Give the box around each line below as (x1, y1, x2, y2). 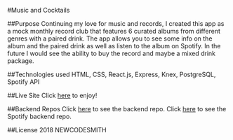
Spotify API (7, 78, 40, 86)
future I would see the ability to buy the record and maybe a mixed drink (7, 49, 216, 57)
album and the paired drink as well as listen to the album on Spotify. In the (7, 42, 221, 50)
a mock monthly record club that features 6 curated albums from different (7, 27, 221, 35)
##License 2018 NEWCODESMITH (7, 126, 107, 134)
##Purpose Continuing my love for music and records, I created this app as (7, 20, 225, 27)
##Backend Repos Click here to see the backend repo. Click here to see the (7, 105, 227, 113)
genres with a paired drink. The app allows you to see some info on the (7, 34, 213, 43)
